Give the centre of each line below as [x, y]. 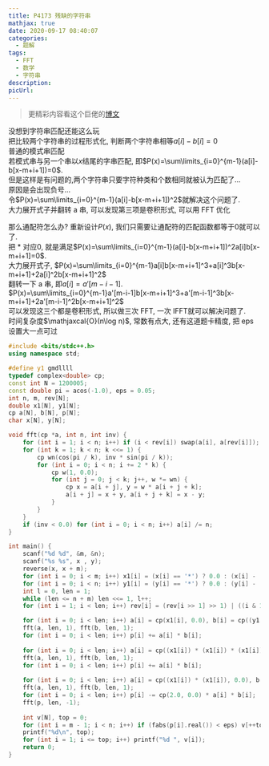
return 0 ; [39, 748]
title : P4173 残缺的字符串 [50, 16]
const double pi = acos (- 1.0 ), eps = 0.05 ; [82, 391]
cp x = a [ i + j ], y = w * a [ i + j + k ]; [134, 487]
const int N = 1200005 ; [48, 383]
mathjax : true [32, 23]
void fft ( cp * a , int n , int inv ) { [68, 435]
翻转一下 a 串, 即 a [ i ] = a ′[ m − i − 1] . [66, 284]
